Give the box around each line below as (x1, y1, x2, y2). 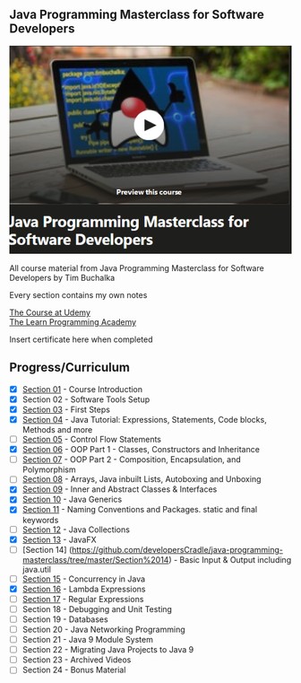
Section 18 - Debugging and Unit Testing (21, 603, 173, 614)
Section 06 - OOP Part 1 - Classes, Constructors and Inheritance (21, 444, 260, 455)
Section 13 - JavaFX (21, 534, 97, 545)
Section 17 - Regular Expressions (21, 593, 144, 604)
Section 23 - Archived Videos (21, 654, 132, 665)
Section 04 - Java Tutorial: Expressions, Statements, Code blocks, (21, 415, 267, 425)
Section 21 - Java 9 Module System (21, 635, 154, 645)
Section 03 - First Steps (21, 404, 110, 415)
